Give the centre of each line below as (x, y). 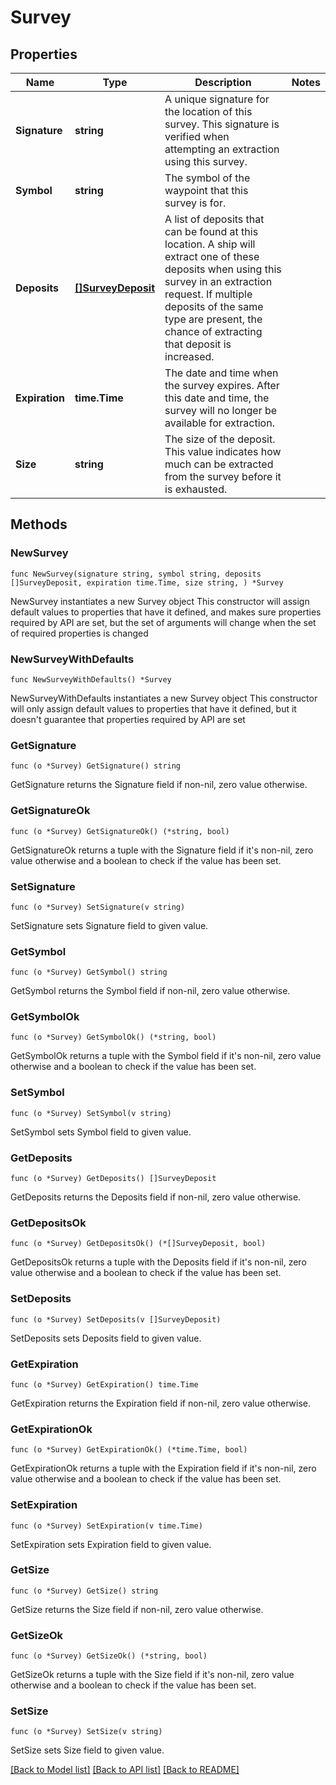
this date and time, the (217, 398)
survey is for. (195, 203)
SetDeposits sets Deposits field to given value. (106, 1338)
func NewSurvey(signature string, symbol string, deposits (136, 574)
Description (223, 82)
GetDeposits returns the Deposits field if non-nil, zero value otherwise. (156, 1197)
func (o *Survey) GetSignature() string (96, 766)
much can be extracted (219, 464)
